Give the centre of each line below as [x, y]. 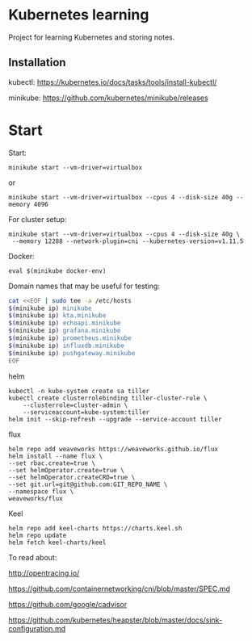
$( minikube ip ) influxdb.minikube [67, 346]
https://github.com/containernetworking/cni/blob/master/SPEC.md [119, 589]
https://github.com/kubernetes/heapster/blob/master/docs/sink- [115, 620]
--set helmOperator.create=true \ [67, 470]
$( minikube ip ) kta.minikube [57, 316]
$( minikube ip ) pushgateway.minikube [72, 353]
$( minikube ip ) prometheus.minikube [70, 338]
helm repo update [38, 535]
